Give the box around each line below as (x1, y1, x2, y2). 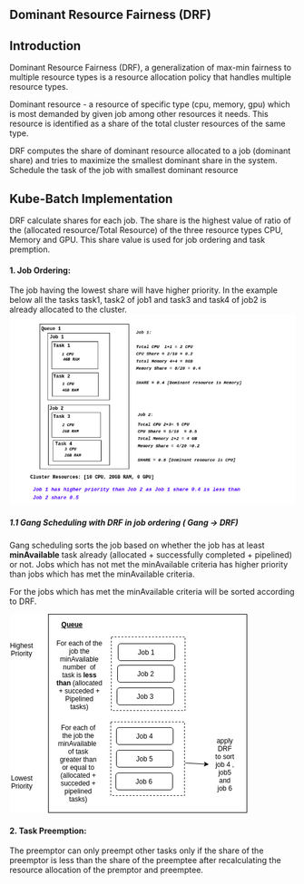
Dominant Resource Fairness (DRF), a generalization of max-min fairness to (9, 63, 292, 73)
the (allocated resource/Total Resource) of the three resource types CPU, (9, 225, 283, 236)
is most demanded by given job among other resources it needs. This (9, 109, 270, 120)
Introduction (9, 38, 82, 53)
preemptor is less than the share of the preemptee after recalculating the (9, 855, 281, 866)
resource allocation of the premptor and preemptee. (9, 865, 204, 876)
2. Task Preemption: (9, 825, 87, 836)
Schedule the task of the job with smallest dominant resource (9, 165, 239, 176)
